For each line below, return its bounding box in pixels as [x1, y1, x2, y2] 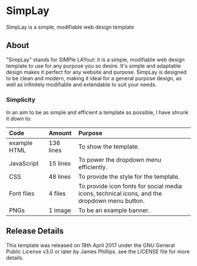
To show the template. [78, 142, 140, 151]
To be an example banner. [78, 206, 150, 214]
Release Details [6, 226, 64, 236]
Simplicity [6, 96, 36, 104]
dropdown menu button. [78, 197, 145, 205]
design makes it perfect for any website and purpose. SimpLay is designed [6, 69, 187, 76]
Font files [9, 189, 35, 197]
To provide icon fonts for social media [78, 182, 182, 190]
